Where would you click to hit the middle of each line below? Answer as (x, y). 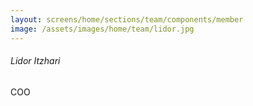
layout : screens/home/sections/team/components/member (127, 19)
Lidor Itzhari (35, 61)
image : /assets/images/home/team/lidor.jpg (102, 29)
